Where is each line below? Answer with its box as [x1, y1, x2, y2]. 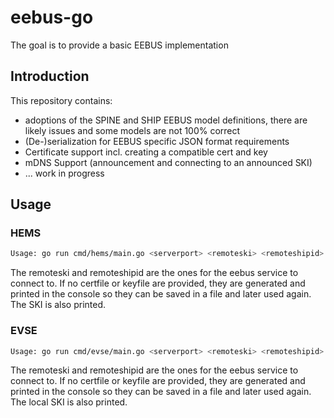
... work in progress [24, 167, 105, 179]
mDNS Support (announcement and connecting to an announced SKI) [24, 156, 313, 168]
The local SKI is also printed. [10, 396, 128, 408]
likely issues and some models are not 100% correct [24, 124, 241, 136]
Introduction [10, 68, 90, 85]
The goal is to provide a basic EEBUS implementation [10, 39, 229, 51]
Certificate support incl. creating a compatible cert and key [24, 146, 268, 158]
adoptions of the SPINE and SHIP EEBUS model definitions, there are [24, 114, 308, 126]
